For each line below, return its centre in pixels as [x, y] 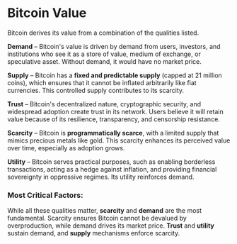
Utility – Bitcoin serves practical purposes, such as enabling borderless [111, 162]
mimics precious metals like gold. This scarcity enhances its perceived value [119, 140]
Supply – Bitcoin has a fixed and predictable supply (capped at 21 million [115, 75]
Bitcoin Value [47, 13]
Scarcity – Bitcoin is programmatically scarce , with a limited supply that [113, 133]
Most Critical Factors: [45, 195]
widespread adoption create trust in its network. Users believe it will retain [116, 111]
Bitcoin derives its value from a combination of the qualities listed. [103, 33]
